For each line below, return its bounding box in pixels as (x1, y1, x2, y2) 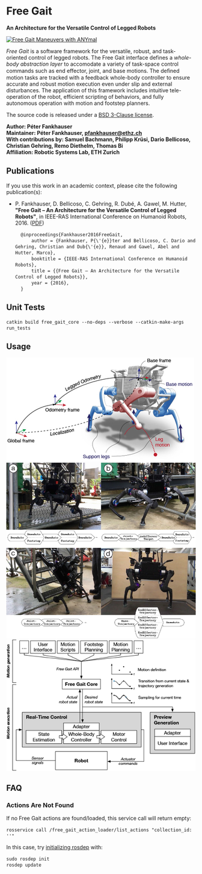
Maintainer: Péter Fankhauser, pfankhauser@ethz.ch (6, 129, 142, 136)
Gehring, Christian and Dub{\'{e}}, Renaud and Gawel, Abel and (14, 244, 180, 250)
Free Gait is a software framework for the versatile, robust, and (6, 47, 162, 55)
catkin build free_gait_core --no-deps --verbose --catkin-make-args (6, 319, 185, 325)
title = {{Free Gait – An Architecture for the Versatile (31, 268, 180, 274)
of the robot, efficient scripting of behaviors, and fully (31, 93, 164, 100)
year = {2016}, (31, 280, 69, 286)
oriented (6, 54, 27, 61)
